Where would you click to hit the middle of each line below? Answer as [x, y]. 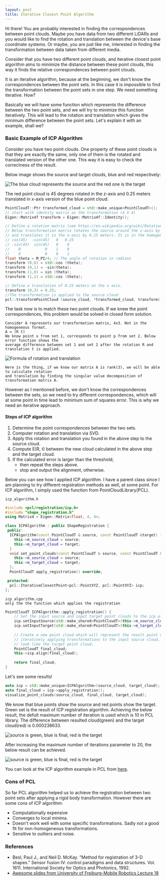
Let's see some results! [29, 677]
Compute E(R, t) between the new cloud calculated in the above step [82, 449]
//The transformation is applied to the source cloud [62, 295]
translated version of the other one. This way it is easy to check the [74, 159]
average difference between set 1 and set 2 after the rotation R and [79, 345]
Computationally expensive [40, 813]
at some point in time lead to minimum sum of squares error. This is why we [82, 400]
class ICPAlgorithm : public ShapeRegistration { [57, 526]
